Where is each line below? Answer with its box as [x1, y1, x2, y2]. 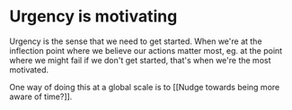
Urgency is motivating [9, 6, 178, 27]
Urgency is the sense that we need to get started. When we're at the [9, 36, 262, 47]
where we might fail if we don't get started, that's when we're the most [9, 55, 271, 65]
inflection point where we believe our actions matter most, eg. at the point [9, 45, 283, 55]
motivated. [9, 64, 49, 75]
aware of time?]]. [9, 91, 73, 102]
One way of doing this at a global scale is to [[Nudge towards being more [9, 81, 280, 92]
